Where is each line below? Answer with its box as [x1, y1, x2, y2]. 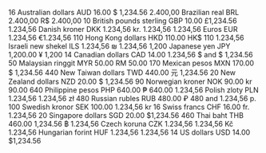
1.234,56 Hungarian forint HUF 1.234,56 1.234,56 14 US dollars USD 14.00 [8, 127, 251, 137]
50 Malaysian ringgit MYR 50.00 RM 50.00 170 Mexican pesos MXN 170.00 [8, 58, 254, 68]
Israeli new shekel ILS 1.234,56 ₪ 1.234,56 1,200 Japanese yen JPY [8, 41, 231, 51]
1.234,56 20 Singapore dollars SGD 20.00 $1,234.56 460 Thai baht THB [8, 111, 244, 120]
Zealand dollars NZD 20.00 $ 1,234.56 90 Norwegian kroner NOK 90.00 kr [8, 76, 252, 86]
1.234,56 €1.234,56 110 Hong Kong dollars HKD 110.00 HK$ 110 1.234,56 [8, 33, 244, 42]
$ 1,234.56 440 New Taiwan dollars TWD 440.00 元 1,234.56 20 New [8, 68, 236, 77]
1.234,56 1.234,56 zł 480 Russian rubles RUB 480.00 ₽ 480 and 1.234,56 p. [8, 94, 257, 103]
